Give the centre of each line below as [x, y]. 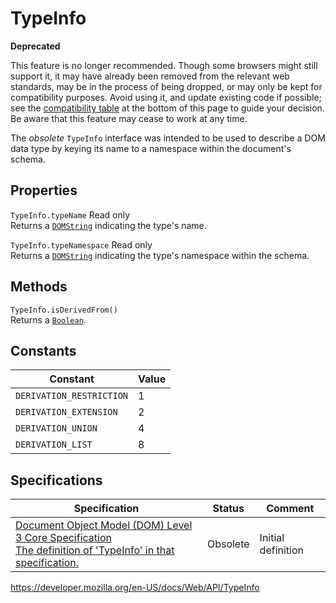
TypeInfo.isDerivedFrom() [64, 310]
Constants [43, 350]
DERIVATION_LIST [54, 445]
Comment [290, 509]
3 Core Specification [63, 538]
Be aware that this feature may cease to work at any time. [129, 118]
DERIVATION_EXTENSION [66, 412]
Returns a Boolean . [48, 319]
